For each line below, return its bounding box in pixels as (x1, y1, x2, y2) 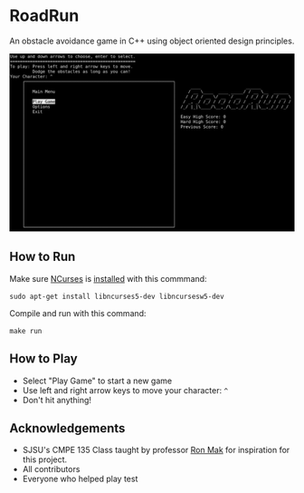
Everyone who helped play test (22, 473, 138, 485)
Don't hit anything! (22, 394, 92, 405)
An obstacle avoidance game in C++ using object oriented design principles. (9, 35, 295, 46)
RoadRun (9, 5, 80, 26)
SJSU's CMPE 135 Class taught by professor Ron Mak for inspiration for (22, 445, 290, 456)
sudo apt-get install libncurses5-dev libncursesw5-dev (9, 292, 224, 301)
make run (9, 326, 43, 335)
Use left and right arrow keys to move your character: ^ (22, 384, 229, 395)
